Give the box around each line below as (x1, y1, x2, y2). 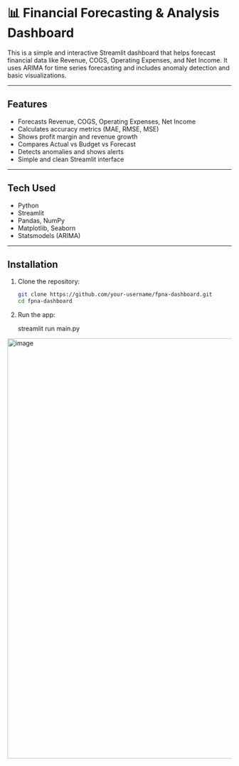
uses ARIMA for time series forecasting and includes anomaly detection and (7, 63, 230, 72)
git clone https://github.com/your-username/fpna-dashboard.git (17, 291, 213, 298)
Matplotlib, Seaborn (17, 224, 76, 232)
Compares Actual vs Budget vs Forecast (17, 139, 137, 149)
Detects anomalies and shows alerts (17, 147, 124, 156)
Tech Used (7, 182, 56, 195)
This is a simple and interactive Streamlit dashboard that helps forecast (7, 48, 216, 57)
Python (17, 201, 39, 210)
